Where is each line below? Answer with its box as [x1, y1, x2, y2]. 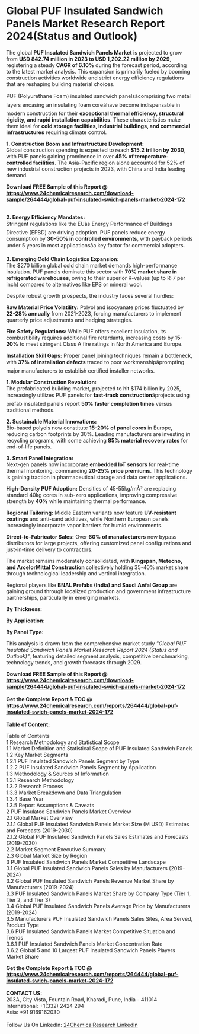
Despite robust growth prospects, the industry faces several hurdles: [6, 292, 174, 299]
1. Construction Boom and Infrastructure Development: [6, 140, 144, 147]
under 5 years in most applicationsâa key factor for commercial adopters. [6, 241, 185, 249]
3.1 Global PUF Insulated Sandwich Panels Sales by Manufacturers [6, 864, 168, 871]
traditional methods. [6, 406, 55, 413]
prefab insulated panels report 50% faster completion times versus [6, 400, 173, 407]
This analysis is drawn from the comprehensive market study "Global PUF [6, 640, 187, 647]
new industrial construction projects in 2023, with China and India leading [6, 165, 186, 173]
